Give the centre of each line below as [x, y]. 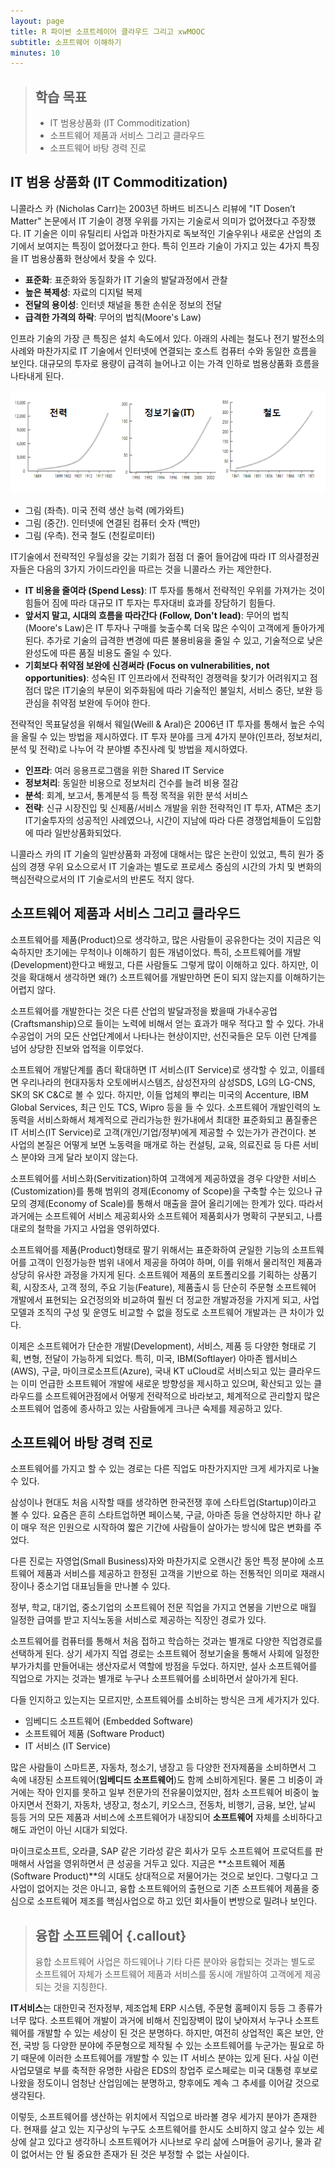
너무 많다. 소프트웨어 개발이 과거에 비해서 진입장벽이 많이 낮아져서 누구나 [151, 2021]
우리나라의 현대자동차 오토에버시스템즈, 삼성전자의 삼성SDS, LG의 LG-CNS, [168, 1082]
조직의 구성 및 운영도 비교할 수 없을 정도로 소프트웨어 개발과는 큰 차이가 [175, 1312]
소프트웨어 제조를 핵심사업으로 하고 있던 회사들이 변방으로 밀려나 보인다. [177, 1901]
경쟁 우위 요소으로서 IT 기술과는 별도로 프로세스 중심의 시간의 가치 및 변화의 [175, 866]
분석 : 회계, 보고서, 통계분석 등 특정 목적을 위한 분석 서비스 [136, 795]
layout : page [37, 21]
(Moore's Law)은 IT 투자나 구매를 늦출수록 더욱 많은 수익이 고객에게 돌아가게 [174, 627]
